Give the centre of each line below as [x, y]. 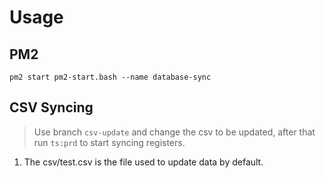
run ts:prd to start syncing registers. [109, 142]
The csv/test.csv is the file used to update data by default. [143, 162]
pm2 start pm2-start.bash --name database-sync [110, 77]
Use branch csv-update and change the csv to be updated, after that [174, 132]
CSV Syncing [51, 107]
